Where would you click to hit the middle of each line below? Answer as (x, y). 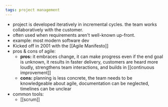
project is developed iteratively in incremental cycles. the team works (85, 24)
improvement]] (36, 72)
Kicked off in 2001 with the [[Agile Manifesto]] (60, 45)
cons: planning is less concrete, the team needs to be (76, 78)
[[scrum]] (30, 99)
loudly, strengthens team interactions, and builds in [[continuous (87, 67)
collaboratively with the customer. (48, 30)
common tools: (28, 94)
